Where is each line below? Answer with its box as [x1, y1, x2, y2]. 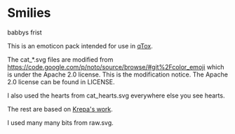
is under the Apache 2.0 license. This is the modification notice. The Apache [7, 70, 228, 79]
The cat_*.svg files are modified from [7, 55, 114, 64]
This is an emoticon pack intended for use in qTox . [7, 41, 153, 50]
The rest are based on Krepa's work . [7, 105, 114, 113]
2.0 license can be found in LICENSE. [7, 77, 115, 86]
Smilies [7, 5, 51, 21]
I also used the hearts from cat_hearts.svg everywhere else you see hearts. [7, 91, 225, 100]
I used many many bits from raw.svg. [7, 118, 114, 127]
